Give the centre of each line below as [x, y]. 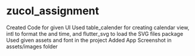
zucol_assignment [53, 11]
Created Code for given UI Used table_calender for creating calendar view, [98, 27]
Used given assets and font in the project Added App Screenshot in [89, 40]
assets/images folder [32, 46]
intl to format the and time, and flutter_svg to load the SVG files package [95, 33]
